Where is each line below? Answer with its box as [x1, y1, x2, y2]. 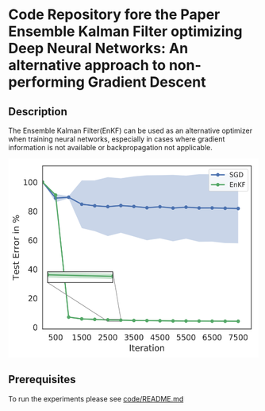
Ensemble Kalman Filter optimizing [8, 22, 244, 41]
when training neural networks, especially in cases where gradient [8, 134, 225, 144]
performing [8, 73, 85, 91]
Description [8, 105, 67, 118]
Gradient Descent [87, 73, 206, 91]
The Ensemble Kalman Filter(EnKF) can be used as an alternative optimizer [8, 126, 252, 135]
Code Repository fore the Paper [8, 6, 221, 24]
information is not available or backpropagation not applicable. [8, 143, 213, 152]
